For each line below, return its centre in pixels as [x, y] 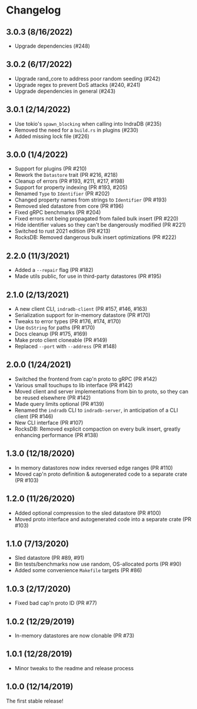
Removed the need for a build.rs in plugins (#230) [76, 130]
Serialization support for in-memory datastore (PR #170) [83, 315]
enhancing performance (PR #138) [56, 435]
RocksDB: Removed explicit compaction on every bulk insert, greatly [97, 429]
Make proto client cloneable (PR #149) [61, 340]
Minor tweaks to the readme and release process [74, 668]
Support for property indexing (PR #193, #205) [71, 187]
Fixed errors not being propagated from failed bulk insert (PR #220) [96, 219]
